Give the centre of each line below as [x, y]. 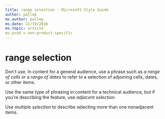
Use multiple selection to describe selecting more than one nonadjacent [79, 107]
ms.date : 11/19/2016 [27, 24]
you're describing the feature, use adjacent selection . [61, 97]
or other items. [20, 82]
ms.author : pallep [24, 19]
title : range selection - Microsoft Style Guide [57, 10]
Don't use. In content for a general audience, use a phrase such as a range [82, 71]
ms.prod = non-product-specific [39, 33]
